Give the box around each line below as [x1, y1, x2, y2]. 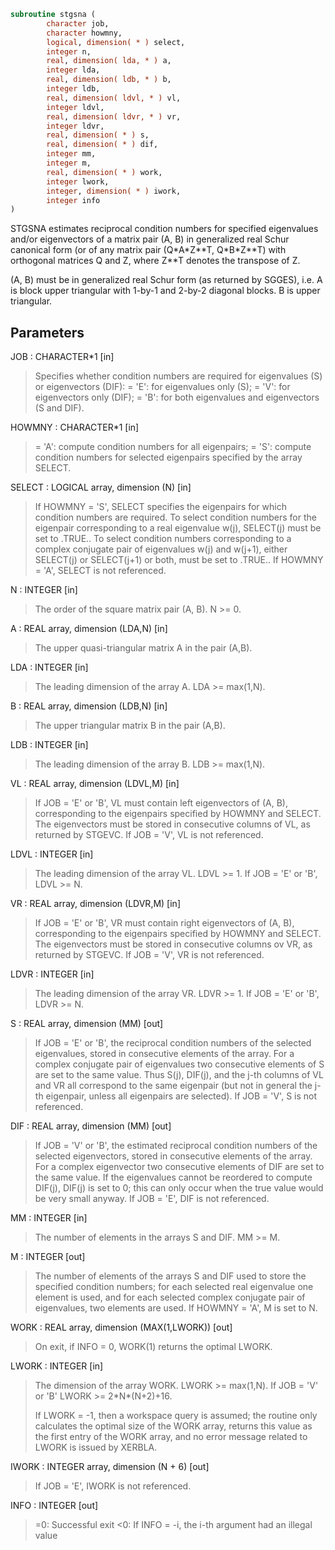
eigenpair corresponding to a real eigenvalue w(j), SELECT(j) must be [34, 522, 322, 534]
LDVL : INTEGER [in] [10, 848, 94, 860]
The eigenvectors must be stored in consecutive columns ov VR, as [34, 938, 313, 950]
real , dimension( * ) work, [46, 167, 163, 177]
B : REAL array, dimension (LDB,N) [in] [10, 700, 168, 712]
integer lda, [46, 65, 101, 75]
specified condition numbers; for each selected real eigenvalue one [34, 1281, 314, 1293]
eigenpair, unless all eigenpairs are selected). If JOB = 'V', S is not [45, 1090, 318, 1102]
